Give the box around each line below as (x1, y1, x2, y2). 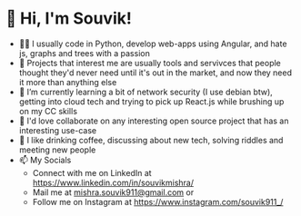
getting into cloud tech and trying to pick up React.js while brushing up (18, 95, 285, 107)
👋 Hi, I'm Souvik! (5, 8, 133, 29)
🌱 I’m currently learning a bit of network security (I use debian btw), (18, 86, 274, 97)
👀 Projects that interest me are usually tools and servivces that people (18, 57, 281, 68)
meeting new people (18, 144, 96, 155)
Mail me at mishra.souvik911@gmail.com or (32, 186, 195, 198)
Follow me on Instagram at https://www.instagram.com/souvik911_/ (32, 196, 284, 207)
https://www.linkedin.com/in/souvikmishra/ (32, 177, 195, 188)
